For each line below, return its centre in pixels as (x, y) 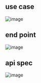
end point (21, 35)
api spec (19, 63)
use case (20, 7)
